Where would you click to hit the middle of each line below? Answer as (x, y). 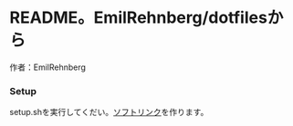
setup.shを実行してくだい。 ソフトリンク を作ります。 (109, 112)
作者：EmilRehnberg (48, 67)
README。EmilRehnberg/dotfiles (138, 18)
